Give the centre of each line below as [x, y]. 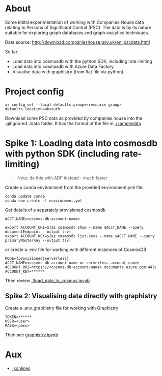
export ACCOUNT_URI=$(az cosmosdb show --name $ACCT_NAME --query [74, 227]
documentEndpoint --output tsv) [38, 232]
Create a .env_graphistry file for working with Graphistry [62, 308]
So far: [12, 52]
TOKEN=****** [18, 317]
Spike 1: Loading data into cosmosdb [81, 143]
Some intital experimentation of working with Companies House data [75, 22]
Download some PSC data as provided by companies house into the [74, 118]
